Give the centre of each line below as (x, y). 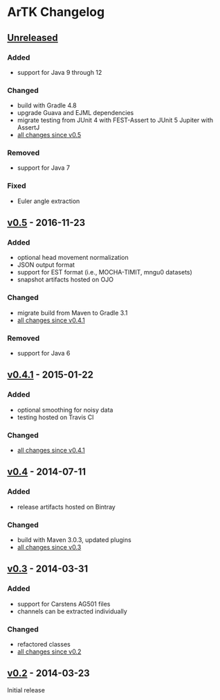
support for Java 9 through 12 (59, 72)
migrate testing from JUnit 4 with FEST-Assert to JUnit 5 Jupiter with (115, 120)
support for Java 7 (44, 168)
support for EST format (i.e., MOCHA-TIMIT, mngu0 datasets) (104, 272)
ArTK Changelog (56, 12)
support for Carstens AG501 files (64, 604)
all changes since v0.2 (49, 651)
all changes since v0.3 (49, 548)
